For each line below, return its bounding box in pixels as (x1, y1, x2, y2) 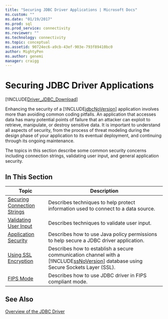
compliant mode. (48, 278, 87, 285)
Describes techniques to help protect (48, 199, 135, 206)
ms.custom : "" (5, 12, 35, 17)
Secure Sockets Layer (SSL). (48, 264, 116, 271)
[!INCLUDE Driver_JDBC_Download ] (5, 96, 78, 102)
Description (89, 188, 119, 194)
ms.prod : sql (5, 21, 32, 26)
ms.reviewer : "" (5, 30, 39, 35)
